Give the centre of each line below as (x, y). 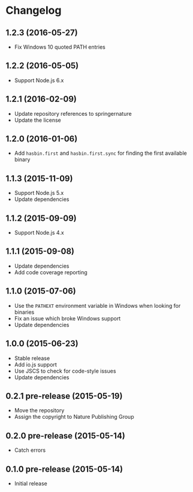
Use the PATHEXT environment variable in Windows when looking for (97, 305)
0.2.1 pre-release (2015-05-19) (64, 396)
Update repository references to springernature (73, 113)
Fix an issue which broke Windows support (67, 318)
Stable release (32, 358)
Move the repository (39, 410)
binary (22, 160)
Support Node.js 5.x (39, 193)
